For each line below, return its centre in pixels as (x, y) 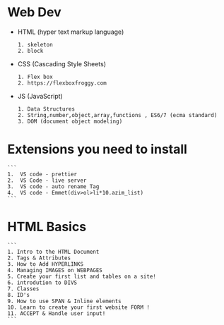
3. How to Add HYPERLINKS (45, 264)
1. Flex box (35, 77)
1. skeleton (35, 44)
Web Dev (34, 12)
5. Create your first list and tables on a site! (82, 276)
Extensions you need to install (97, 149)
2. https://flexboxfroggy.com (62, 83)
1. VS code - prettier (42, 174)
